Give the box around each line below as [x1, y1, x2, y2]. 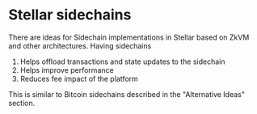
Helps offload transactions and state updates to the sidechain [19, 57, 225, 66]
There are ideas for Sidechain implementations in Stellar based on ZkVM [8, 32, 250, 42]
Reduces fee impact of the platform [19, 74, 139, 83]
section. [8, 98, 36, 108]
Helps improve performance [19, 65, 115, 74]
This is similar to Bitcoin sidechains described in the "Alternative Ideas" [8, 89, 245, 99]
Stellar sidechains [8, 6, 132, 24]
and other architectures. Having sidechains [8, 40, 152, 50]
